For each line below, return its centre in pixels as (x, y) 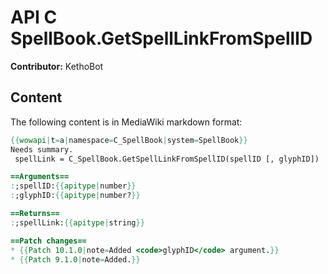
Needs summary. (42, 149)
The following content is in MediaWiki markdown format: (126, 122)
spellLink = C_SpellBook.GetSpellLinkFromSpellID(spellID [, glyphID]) (167, 159)
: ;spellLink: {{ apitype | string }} (77, 222)
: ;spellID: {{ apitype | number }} (73, 186)
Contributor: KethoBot (57, 66)
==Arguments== (40, 177)
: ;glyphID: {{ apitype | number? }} (75, 196)
